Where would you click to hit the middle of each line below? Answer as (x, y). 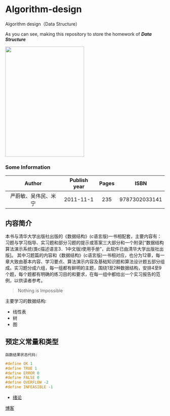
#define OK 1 (19, 363)
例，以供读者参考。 (25, 281)
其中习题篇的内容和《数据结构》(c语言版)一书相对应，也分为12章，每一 (91, 255)
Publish (79, 180)
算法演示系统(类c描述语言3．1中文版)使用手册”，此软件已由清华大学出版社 (82, 249)
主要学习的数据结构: (26, 301)
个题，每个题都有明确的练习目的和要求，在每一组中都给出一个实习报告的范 (83, 274)
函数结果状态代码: (22, 355)
